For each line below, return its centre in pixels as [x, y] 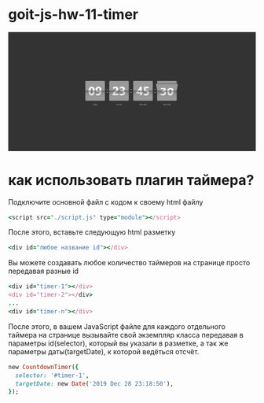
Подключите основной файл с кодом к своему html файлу [106, 201]
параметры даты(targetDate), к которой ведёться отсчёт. [104, 351]
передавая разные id [44, 271]
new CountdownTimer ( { [44, 367]
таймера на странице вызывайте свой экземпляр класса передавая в [126, 335]
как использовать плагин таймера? [131, 180]
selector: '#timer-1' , [52, 375]
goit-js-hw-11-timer [73, 15]
